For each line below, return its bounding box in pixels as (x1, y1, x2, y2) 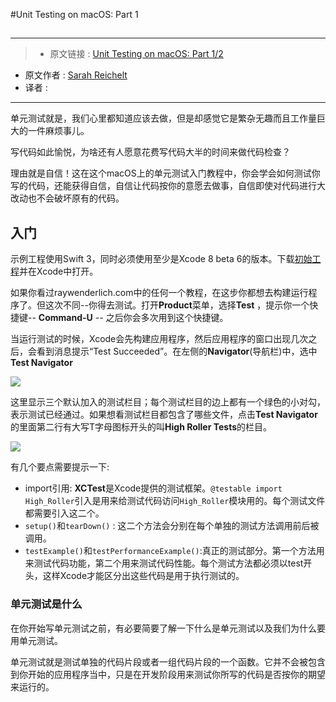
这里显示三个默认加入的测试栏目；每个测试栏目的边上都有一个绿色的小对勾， (10, 396, 326, 408)
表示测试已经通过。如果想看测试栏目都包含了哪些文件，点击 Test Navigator (10, 409, 318, 421)
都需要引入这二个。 (24, 507, 105, 519)
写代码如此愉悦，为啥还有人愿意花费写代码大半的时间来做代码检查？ (10, 146, 291, 158)
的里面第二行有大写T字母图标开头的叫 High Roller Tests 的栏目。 (10, 421, 273, 433)
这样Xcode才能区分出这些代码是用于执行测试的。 (42, 570, 245, 582)
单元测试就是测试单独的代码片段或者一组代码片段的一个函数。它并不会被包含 (10, 655, 326, 668)
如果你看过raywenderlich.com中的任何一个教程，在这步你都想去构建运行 (10, 287, 309, 299)
